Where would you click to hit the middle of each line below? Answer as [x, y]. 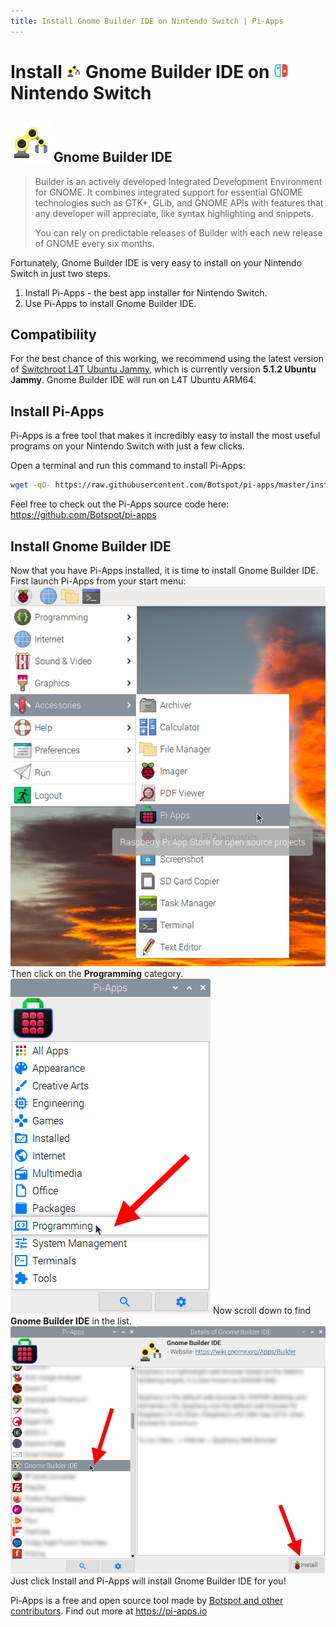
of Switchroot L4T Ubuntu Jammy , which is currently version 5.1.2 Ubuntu [163, 369]
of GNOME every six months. [94, 243]
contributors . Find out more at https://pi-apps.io [109, 1611]
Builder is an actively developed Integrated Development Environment [178, 181]
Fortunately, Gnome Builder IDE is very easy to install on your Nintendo [156, 262]
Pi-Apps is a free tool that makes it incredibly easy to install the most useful [165, 436]
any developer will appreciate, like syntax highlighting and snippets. [174, 213]
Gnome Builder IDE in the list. [71, 1321]
